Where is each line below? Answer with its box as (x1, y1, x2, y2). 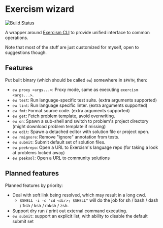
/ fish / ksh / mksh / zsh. (19, 202, 69, 208)
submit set (12, 218, 34, 224)
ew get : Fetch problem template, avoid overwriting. (12, 113, 115, 119)
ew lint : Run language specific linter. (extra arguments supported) (12, 102, 148, 108)
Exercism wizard (5, 3, 75, 15)
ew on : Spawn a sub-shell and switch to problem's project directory (12, 118, 149, 124)
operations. (5, 35, 29, 41)
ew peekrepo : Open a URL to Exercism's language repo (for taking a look (12, 144, 159, 150)
